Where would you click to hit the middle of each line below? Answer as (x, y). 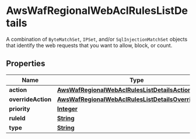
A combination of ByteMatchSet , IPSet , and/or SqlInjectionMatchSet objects (97, 39)
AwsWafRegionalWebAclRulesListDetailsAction (124, 90)
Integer (67, 109)
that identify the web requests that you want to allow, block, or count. (89, 45)
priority (20, 109)
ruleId (17, 118)
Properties (26, 64)
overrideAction (30, 99)
